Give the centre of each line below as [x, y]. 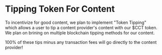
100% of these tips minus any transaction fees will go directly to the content [81, 42]
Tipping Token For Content [60, 9]
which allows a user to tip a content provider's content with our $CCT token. [81, 27]
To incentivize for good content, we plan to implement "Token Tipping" [76, 22]
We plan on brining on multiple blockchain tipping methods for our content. [80, 33]
